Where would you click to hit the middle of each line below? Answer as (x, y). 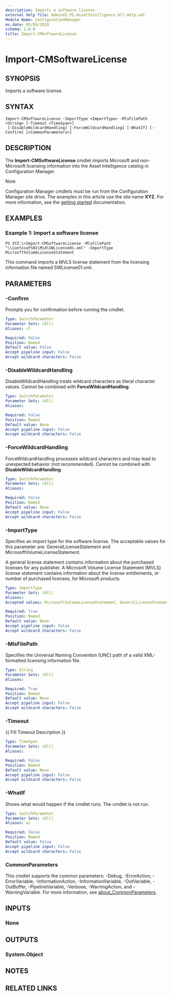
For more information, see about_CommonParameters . (100, 892)
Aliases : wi (18, 823)
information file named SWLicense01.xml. (49, 267)
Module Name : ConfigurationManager (43, 20)
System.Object (24, 954)
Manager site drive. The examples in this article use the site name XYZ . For (85, 196)
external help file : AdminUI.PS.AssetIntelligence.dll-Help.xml (75, 15)
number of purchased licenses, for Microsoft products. (63, 578)
